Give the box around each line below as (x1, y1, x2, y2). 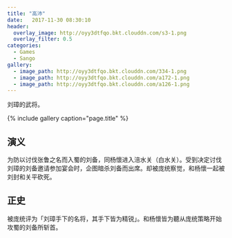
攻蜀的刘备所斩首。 (7, 223, 62, 231)
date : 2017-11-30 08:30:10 (7, 17, 91, 23)
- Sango (13, 55, 36, 62)
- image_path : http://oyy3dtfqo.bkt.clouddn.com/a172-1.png (13, 74, 190, 81)
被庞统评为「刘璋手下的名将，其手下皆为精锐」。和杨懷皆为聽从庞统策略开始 (7, 215, 222, 223)
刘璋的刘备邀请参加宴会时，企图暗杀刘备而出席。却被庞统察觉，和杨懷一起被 (7, 164, 225, 172)
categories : (7, 42, 41, 49)
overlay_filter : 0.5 (13, 36, 72, 43)
